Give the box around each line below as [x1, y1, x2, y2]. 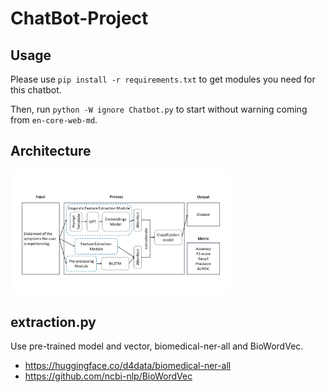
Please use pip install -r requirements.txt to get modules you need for [10, 73, 316, 85]
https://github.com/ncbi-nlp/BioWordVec [24, 370, 193, 382]
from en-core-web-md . [10, 114, 98, 126]
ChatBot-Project [10, 7, 149, 30]
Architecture [10, 143, 92, 160]
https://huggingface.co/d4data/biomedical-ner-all [24, 360, 232, 372]
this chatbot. [10, 84, 62, 96]
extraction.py [10, 313, 97, 331]
